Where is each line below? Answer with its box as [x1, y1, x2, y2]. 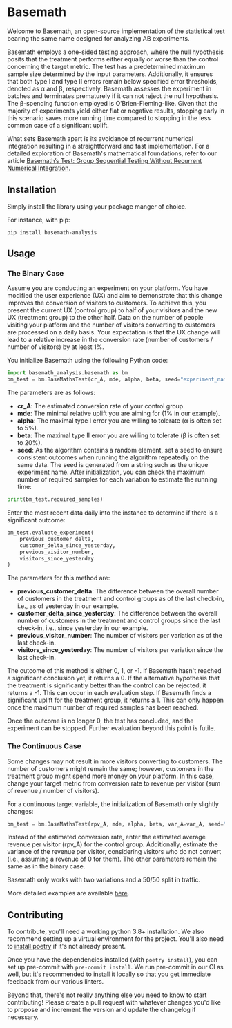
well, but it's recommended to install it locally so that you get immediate [7, 970, 211, 978]
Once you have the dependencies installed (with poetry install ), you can [7, 955, 218, 964]
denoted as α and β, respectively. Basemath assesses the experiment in [7, 84, 212, 93]
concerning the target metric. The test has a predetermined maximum [7, 62, 206, 70]
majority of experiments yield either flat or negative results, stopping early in [7, 106, 224, 115]
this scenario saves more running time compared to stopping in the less [7, 113, 211, 122]
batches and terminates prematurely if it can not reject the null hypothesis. [7, 91, 219, 100]
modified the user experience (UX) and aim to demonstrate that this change [7, 292, 222, 300]
